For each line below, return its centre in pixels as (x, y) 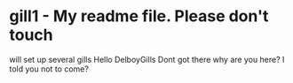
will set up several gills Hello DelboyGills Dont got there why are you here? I (147, 59)
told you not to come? (49, 69)
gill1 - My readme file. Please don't (139, 16)
